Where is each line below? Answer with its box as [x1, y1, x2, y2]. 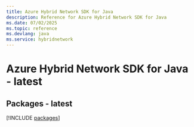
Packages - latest [6, 98, 73, 109]
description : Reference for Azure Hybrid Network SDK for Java [6, 14, 167, 20]
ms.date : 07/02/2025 [6, 20, 58, 26]
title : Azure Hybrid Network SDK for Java [6, 8, 113, 15]
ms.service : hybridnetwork [6, 36, 73, 42]
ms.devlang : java [6, 31, 50, 37]
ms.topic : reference [6, 25, 58, 32]
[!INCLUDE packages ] [6, 114, 60, 121]
